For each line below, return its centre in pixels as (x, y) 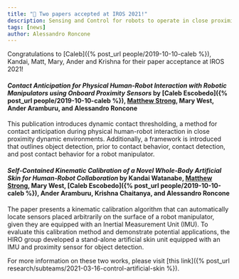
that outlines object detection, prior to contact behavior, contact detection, (116, 147)
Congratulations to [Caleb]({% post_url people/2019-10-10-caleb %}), (110, 54)
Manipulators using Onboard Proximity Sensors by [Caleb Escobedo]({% (117, 93)
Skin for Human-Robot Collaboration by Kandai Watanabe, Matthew (110, 178)
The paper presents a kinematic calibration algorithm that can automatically (118, 209)
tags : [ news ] (27, 27)
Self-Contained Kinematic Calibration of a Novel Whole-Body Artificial (115, 171)
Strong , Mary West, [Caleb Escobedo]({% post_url (83, 186)
